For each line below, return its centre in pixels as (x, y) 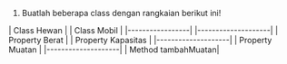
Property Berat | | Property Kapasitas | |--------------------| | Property (140, 40)
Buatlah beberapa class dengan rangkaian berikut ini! (121, 13)
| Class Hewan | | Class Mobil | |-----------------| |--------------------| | (143, 30)
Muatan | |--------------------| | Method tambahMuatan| (114, 50)
